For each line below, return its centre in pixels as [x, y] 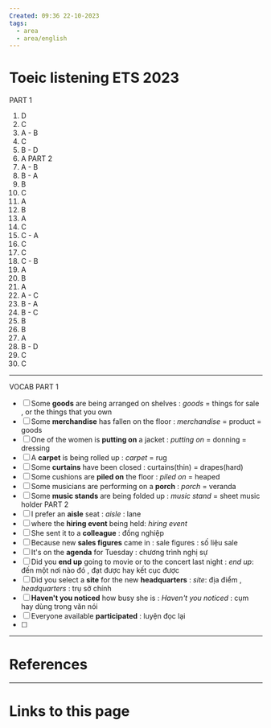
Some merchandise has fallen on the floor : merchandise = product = [146, 422]
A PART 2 [37, 158]
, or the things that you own [66, 412]
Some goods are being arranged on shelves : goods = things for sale [145, 404]
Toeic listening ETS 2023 [94, 78]
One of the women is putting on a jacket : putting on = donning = [139, 440]
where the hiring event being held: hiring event [109, 524]
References [48, 665]
